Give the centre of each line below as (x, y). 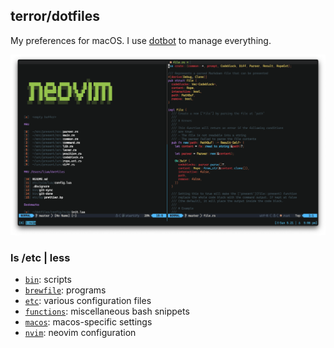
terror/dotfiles (55, 16)
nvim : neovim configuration (80, 333)
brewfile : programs (65, 290)
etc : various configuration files (88, 301)
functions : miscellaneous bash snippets (107, 311)
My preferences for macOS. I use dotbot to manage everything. (141, 40)
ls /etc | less (40, 257)
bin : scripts (48, 280)
